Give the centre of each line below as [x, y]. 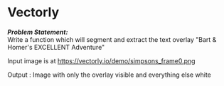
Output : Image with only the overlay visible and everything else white [109, 75]
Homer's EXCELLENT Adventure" [56, 47]
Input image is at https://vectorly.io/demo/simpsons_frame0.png [101, 60]
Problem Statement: [38, 32]
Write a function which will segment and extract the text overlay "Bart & [112, 39]
